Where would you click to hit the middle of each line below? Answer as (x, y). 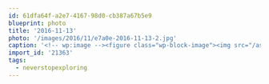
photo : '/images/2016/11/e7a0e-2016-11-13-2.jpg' (93, 38)
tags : (17, 61)
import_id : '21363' (41, 53)
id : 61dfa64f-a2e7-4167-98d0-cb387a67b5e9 (80, 16)
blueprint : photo (37, 23)
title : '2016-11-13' (43, 30)
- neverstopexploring (52, 68)
